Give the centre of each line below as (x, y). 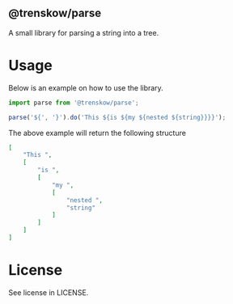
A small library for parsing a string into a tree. (84, 32)
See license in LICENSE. (49, 292)
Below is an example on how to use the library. (86, 87)
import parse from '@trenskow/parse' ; (74, 103)
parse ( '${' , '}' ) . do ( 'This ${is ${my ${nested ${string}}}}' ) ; (117, 117)
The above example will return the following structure (97, 133)
